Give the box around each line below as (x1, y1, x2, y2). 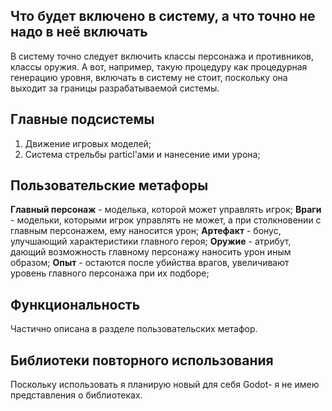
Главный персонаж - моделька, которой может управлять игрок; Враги (10, 204, 322, 216)
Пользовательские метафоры (10, 177, 209, 194)
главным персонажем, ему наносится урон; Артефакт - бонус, (10, 225, 282, 237)
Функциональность (10, 296, 141, 313)
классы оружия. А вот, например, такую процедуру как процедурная (10, 60, 308, 73)
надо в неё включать (10, 24, 148, 41)
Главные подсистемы (10, 111, 155, 128)
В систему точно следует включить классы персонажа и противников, (10, 50, 315, 62)
